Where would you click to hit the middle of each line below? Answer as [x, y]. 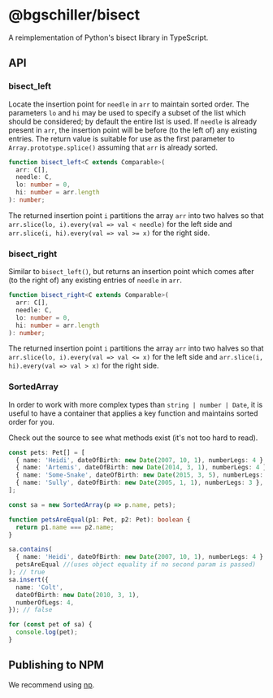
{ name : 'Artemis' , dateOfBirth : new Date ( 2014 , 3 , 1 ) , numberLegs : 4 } [141, 468]
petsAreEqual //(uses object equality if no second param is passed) [136, 565]
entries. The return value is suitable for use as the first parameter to [122, 138]
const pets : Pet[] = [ [47, 452]
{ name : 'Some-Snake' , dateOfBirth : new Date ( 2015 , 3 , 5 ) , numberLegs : [140, 475]
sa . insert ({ [28, 579]
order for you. [32, 421]
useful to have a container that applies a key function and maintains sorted [133, 413]
